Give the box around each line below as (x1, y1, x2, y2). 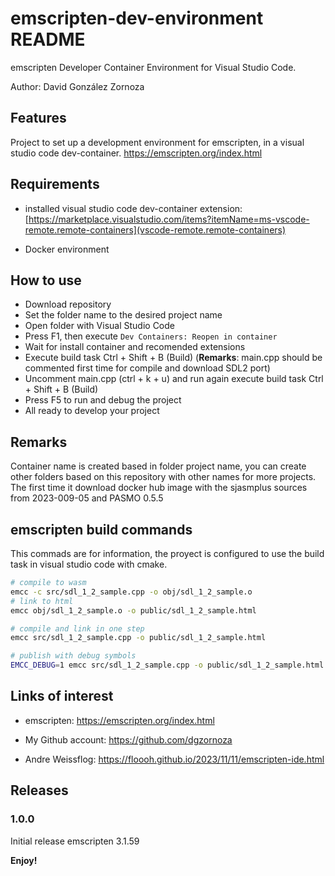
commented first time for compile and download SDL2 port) (24, 362, 271, 374)
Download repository (24, 298, 112, 311)
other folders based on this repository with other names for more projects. (10, 471, 317, 483)
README (10, 28, 86, 51)
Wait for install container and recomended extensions (24, 341, 246, 353)
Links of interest (10, 688, 114, 705)
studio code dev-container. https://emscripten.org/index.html (10, 147, 263, 159)
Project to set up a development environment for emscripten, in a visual (10, 136, 305, 148)
